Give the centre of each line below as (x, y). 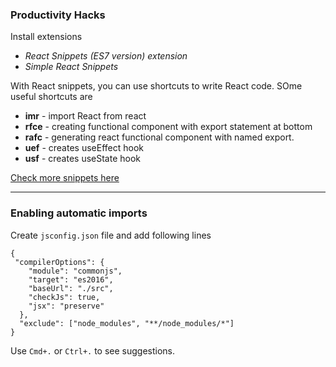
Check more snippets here (65, 178)
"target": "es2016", (71, 279)
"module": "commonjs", (75, 271)
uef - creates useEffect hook (84, 148)
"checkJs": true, (64, 297)
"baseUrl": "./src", (71, 288)
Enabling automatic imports (79, 213)
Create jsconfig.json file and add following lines (111, 235)
